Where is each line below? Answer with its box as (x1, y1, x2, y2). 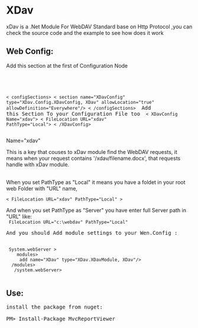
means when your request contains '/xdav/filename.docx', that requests (6, 155, 181, 162)
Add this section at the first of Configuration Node (6, 62, 128, 69)
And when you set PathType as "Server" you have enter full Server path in (6, 206, 186, 214)
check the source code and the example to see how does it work (6, 29, 164, 36)
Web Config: (6, 47, 54, 57)
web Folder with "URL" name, (6, 185, 78, 192)
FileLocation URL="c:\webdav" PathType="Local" (8, 219, 128, 225)
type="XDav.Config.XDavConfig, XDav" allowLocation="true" (6, 99, 155, 105)
